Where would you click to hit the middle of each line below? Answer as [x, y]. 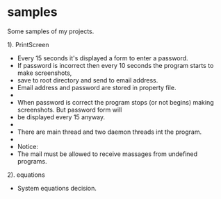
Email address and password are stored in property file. [97, 87]
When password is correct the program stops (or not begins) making [115, 102]
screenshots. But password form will [69, 110]
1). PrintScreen [28, 44]
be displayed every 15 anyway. [61, 117]
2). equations [26, 175]
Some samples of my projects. [51, 31]
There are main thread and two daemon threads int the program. [109, 132]
